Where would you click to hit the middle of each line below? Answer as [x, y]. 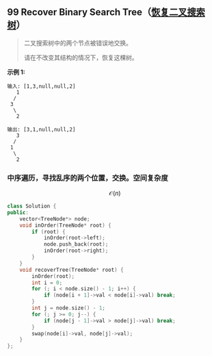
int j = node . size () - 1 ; [69, 308]
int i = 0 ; [47, 283]
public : [18, 212]
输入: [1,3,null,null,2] [41, 86]
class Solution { [32, 206]
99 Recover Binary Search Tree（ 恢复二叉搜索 [106, 12]
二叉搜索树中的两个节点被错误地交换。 [78, 42]
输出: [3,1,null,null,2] [41, 129]
